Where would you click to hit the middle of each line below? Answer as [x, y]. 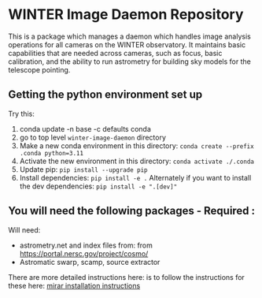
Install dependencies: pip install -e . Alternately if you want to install [135, 177]
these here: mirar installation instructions [74, 285]
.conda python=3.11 [52, 153]
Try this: [22, 114]
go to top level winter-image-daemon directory [93, 137]
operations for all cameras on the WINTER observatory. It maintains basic [127, 44]
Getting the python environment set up [105, 95]
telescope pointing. [39, 69]
